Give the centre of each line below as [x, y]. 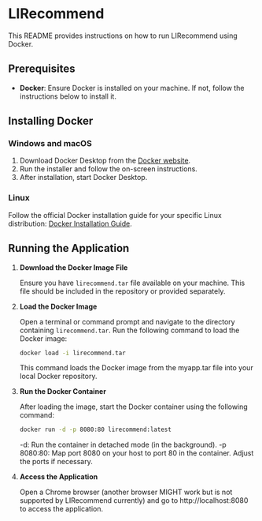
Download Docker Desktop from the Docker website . [105, 161]
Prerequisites [42, 69]
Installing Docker [51, 121]
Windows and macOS [50, 144]
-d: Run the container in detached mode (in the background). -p [123, 445]
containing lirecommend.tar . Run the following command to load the [129, 330]
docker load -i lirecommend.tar [72, 353]
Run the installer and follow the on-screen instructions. [109, 169]
